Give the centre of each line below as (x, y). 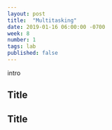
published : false (33, 53)
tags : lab (22, 46)
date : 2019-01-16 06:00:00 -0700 (56, 27)
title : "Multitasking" (42, 20)
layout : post (26, 14)
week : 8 (19, 33)
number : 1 (22, 40)
